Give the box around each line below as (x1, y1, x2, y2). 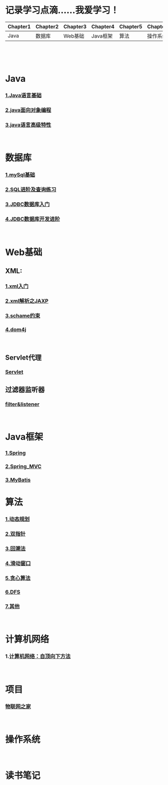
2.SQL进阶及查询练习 (5, 186, 56, 193)
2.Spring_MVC (5, 463, 41, 470)
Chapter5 (119, 23, 142, 30)
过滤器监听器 (5, 385, 45, 394)
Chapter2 (35, 23, 59, 30)
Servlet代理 (5, 353, 41, 362)
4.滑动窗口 (5, 559, 31, 567)
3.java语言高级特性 (5, 121, 51, 128)
